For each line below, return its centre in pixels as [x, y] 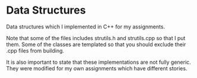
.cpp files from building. [35, 50]
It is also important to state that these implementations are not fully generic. [99, 62]
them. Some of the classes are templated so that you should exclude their [96, 44]
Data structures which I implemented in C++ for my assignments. [85, 27]
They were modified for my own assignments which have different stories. [97, 68]
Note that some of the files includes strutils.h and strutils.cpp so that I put [96, 38]
